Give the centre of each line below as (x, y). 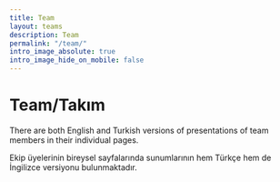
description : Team (44, 35)
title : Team (32, 18)
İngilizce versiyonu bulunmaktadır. (74, 167)
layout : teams (36, 26)
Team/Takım (58, 105)
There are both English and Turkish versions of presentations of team (139, 130)
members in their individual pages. (74, 140)
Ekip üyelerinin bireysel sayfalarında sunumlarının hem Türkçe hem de (140, 157)
